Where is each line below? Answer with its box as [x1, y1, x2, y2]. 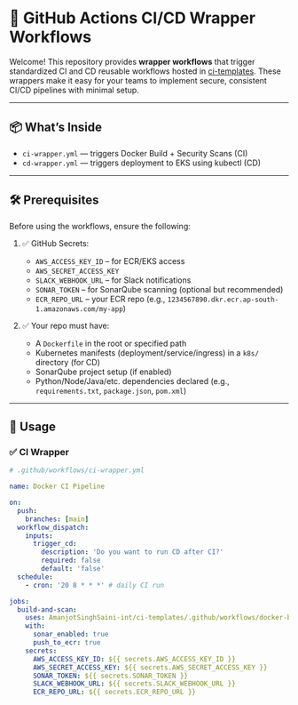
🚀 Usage [9, 419, 56, 434]
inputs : [25, 531, 53, 541]
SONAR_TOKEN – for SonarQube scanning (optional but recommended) [35, 284, 284, 294]
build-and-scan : [17, 605, 77, 614]
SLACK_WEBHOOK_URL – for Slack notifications [35, 275, 192, 285]
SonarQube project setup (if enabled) [35, 366, 172, 377]
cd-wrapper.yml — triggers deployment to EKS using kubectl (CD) [21, 157, 262, 168]
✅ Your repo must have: [21, 320, 110, 331]
